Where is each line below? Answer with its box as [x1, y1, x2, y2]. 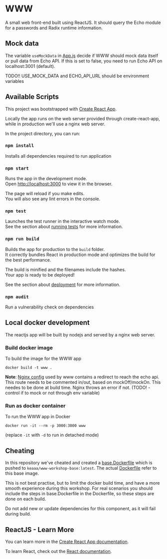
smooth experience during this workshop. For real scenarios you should [5, 485, 153, 492]
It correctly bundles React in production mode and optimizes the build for [5, 252, 156, 258]
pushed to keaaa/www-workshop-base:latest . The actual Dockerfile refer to [5, 465, 157, 471]
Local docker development [5, 318, 90, 327]
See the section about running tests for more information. [5, 224, 123, 230]
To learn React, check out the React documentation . [5, 549, 112, 555]
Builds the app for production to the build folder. [5, 246, 105, 252]
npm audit [5, 294, 29, 299]
